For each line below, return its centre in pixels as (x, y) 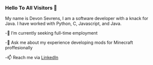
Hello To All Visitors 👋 (31, 8)
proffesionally (19, 48)
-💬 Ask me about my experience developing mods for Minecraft (69, 43)
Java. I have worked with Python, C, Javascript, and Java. (63, 23)
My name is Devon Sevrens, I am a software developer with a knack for (77, 19)
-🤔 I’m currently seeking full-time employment (51, 33)
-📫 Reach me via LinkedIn (32, 58)
